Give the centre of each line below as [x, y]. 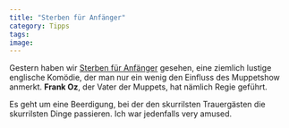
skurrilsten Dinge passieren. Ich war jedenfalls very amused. [121, 114]
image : [21, 43]
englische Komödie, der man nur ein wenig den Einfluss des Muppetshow [144, 78]
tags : [19, 34]
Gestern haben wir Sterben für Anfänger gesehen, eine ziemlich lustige [140, 68]
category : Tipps [39, 26]
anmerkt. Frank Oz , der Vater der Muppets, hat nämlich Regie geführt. [139, 87]
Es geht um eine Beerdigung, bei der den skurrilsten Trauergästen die [137, 105]
